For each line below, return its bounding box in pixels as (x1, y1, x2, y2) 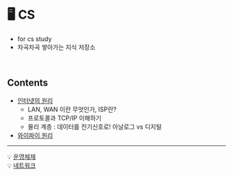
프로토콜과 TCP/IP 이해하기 (27, 113, 102, 122)
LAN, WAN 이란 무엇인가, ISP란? (27, 105, 116, 113)
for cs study (17, 34, 52, 43)
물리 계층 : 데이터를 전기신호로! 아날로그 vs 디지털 (27, 122, 162, 131)
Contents (7, 77, 49, 89)
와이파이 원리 (17, 131, 53, 139)
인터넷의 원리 (17, 96, 53, 104)
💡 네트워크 (7, 161, 36, 169)
